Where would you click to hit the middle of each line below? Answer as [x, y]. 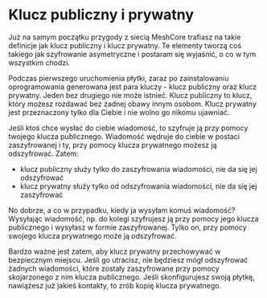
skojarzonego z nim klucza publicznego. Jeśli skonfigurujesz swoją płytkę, [131, 277]
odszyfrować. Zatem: [43, 153]
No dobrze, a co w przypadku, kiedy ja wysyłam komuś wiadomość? [122, 210]
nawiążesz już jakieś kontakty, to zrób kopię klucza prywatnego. [115, 285]
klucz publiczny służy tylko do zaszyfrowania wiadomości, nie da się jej [138, 169]
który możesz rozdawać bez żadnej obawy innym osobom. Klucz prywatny [133, 104]
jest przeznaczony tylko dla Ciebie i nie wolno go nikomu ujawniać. [119, 112]
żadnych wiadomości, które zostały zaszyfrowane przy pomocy [114, 268]
